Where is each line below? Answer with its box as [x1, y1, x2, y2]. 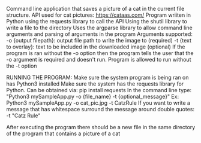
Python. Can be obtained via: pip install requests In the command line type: [6, 87, 192, 93]
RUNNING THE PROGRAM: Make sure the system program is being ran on [6, 74, 189, 81]
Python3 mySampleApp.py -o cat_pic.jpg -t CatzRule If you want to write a [6, 99, 191, 107]
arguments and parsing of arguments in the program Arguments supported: [6, 31, 193, 38]
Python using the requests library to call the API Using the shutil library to [6, 18, 188, 25]
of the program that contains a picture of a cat [6, 130, 121, 137]
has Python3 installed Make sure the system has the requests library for [6, 80, 184, 87]
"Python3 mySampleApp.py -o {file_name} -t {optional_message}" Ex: [6, 93, 179, 100]
